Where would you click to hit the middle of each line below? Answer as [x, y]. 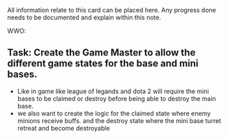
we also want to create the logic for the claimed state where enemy [114, 113]
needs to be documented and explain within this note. [84, 17]
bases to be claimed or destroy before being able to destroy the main [116, 98]
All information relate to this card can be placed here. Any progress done [112, 10]
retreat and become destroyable [63, 128]
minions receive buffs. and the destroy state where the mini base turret [119, 120]
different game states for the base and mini [103, 64]
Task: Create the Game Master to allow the [101, 52]
